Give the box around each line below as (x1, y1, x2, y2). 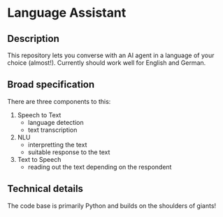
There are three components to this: (7, 97, 111, 105)
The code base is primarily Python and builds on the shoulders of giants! (7, 201, 217, 210)
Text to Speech (17, 155, 62, 163)
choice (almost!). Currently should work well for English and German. (7, 59, 206, 67)
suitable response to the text (27, 148, 110, 156)
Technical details (7, 183, 84, 195)
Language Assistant (7, 5, 127, 21)
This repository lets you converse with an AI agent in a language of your (7, 51, 215, 59)
